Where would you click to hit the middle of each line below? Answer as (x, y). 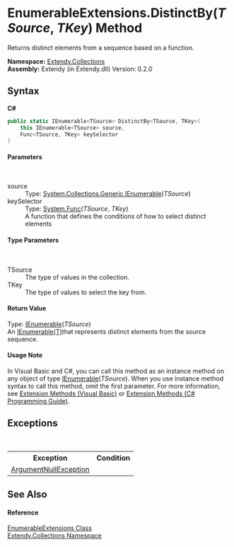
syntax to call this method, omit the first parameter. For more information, (114, 386)
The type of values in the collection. (77, 277)
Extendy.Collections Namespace (55, 536)
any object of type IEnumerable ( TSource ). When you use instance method (116, 379)
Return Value (27, 309)
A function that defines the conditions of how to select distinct (116, 217)
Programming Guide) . (39, 401)
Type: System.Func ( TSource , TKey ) (77, 209)
